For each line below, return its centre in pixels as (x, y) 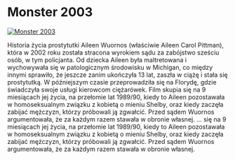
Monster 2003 (50, 12)
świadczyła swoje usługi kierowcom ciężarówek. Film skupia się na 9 (107, 89)
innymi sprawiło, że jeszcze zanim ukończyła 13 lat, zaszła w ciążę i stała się (117, 75)
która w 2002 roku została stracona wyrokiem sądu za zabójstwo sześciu (113, 52)
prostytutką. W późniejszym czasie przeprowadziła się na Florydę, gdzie (112, 82)
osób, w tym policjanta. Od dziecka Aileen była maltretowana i (97, 59)
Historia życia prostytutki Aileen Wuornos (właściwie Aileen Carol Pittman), (116, 45)
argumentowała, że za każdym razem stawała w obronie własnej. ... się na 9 (117, 119)
